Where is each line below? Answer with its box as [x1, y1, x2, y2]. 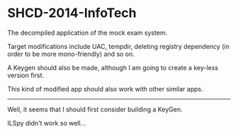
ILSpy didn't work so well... [7, 118, 86, 127]
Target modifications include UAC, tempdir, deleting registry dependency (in [7, 42, 230, 50]
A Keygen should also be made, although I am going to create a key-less [7, 63, 218, 72]
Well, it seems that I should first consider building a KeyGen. [7, 105, 183, 113]
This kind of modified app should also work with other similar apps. [7, 84, 203, 93]
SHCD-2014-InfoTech [7, 5, 137, 21]
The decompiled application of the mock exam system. [7, 28, 168, 37]
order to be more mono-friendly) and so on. [7, 50, 135, 58]
